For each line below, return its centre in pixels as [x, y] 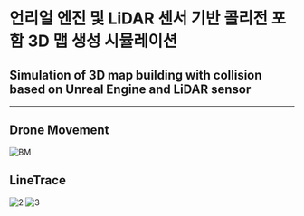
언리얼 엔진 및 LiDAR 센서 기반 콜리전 [139, 19]
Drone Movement [59, 131]
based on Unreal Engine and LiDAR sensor [130, 89]
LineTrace [38, 180]
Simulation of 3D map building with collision [136, 75]
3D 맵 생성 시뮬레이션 [103, 41]
